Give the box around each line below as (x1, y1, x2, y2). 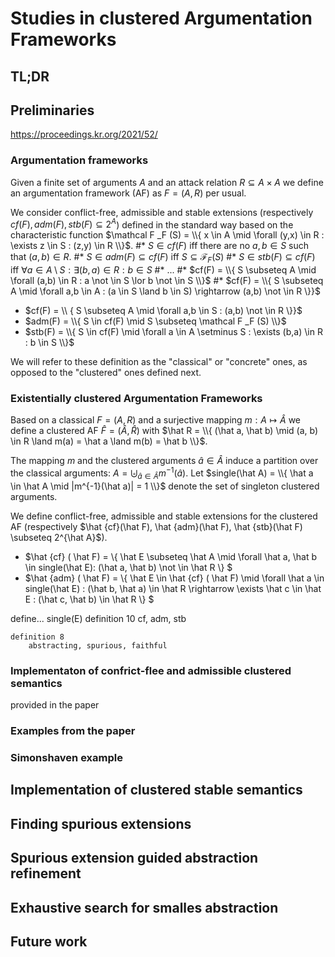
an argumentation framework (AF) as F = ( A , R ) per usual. (10, 187, 247, 199)
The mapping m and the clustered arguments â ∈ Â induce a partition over (10, 455, 319, 467)
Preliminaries (10, 102, 95, 119)
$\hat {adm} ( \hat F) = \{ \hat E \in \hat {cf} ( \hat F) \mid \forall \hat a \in (24, 572, 325, 584)
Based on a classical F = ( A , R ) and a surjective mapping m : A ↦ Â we (10, 414, 302, 426)
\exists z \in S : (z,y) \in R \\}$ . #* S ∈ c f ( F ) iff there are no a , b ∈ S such (10, 240, 310, 252)
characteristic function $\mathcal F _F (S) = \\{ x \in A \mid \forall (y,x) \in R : (10, 229, 325, 241)
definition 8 (10, 632, 65, 642)
